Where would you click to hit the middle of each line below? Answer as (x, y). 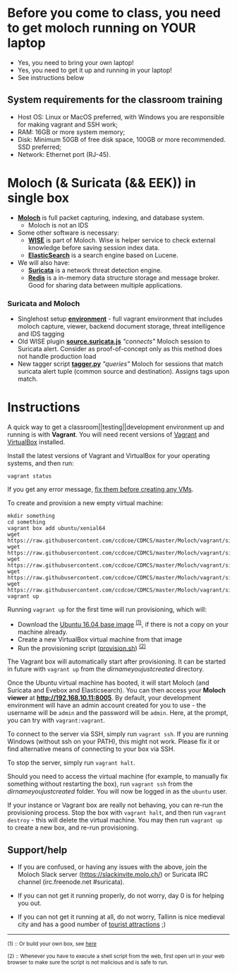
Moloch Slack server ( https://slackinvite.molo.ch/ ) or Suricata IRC (113, 875)
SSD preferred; (39, 147)
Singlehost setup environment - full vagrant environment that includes (120, 319)
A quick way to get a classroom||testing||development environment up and (116, 427)
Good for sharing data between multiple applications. (105, 285)
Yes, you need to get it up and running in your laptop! (95, 70)
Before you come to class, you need (114, 13)
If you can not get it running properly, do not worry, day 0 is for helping (121, 896)
